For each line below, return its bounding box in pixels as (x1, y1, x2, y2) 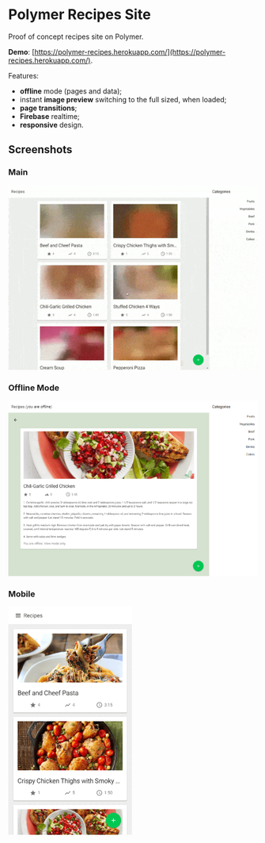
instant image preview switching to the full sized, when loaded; (19, 94, 227, 104)
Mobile (8, 588, 36, 600)
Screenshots (8, 143, 73, 156)
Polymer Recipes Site (8, 6, 152, 24)
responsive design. (19, 120, 84, 129)
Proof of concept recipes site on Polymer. (8, 32, 144, 41)
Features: (8, 71, 40, 80)
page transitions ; (19, 103, 78, 113)
